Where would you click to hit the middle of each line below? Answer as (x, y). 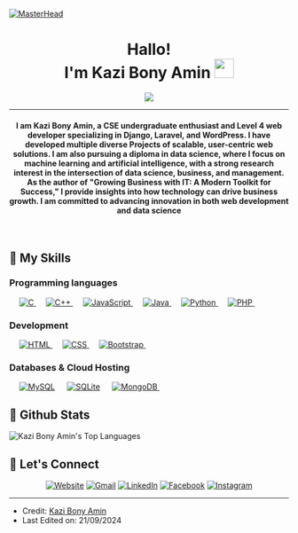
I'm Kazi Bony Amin (137, 73)
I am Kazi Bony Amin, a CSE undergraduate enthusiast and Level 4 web (149, 125)
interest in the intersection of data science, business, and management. (149, 172)
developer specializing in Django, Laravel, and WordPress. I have (149, 135)
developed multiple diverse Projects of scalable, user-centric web (149, 144)
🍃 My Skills (40, 258)
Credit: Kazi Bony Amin (64, 511)
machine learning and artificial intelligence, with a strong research (149, 163)
